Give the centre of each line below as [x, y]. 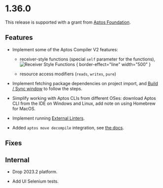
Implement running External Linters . [49, 118]
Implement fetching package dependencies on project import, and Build [85, 83]
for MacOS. [24, 108]
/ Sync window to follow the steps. [47, 89]
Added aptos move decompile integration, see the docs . [68, 127]
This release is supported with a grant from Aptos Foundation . [68, 22]
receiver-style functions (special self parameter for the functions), [87, 59]
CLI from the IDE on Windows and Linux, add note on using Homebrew [84, 103]
